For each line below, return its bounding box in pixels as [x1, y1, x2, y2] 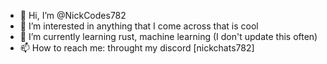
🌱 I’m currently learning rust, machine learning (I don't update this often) [19, 31, 318, 42]
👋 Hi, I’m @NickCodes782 [19, 10, 127, 21]
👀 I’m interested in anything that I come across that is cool [19, 20, 259, 32]
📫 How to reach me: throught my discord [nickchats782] [19, 42, 255, 54]
